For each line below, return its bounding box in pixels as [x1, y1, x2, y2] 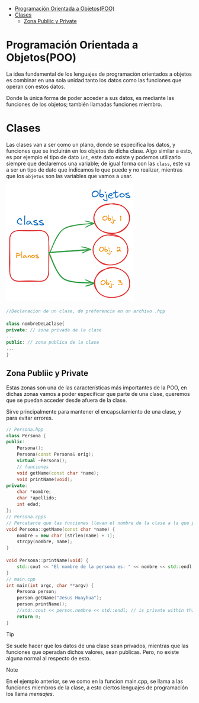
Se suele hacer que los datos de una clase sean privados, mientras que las [6, 642, 189, 649]
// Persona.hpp [6, 426, 44, 433]
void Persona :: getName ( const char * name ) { [6, 526, 115, 532]
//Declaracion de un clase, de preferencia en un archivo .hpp [6, 308, 166, 314]
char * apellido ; [17, 495, 57, 501]
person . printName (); [17, 601, 68, 607]
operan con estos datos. [6, 83, 66, 90]
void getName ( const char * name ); [17, 470, 99, 476]
